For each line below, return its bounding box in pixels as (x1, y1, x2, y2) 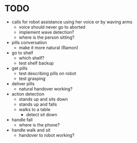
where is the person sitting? (18, 34, 75, 40)
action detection (11, 91, 45, 97)
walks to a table (18, 106, 51, 112)
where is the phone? (18, 122, 60, 127)
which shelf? (18, 55, 45, 61)
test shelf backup (18, 60, 54, 66)
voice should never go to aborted (18, 24, 86, 30)
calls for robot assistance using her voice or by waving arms (11, 19, 133, 25)
